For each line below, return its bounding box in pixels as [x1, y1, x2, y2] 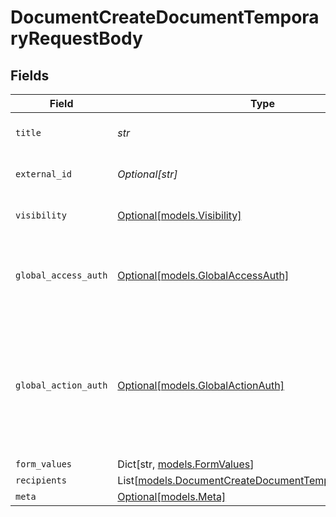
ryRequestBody [10, 27, 143, 50]
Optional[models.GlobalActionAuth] [117, 379, 285, 392]
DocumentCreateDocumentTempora [10, 6, 320, 29]
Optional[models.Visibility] [117, 209, 242, 222]
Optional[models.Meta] [117, 490, 227, 503]
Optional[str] [117, 167, 178, 181]
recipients [15, 475, 67, 486]
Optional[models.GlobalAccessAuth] [117, 269, 290, 282]
